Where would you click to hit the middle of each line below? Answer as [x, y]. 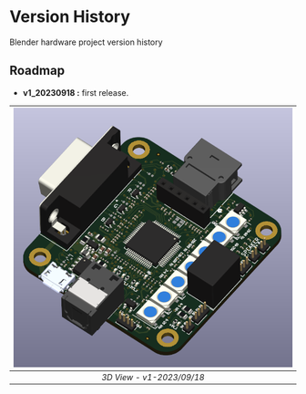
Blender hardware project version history [86, 42]
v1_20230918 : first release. [76, 92]
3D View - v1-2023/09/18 [153, 377]
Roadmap [37, 71]
